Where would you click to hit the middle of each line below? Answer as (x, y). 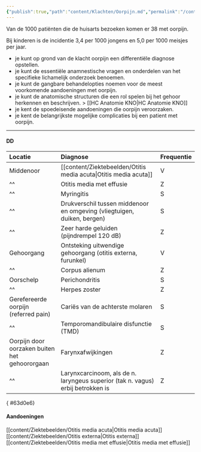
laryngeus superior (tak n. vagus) (107, 380)
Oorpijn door (27, 341)
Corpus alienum (83, 270)
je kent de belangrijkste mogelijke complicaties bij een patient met (96, 115)
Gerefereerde (28, 299)
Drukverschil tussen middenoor (105, 203)
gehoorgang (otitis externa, (99, 253)
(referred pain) (30, 314)
